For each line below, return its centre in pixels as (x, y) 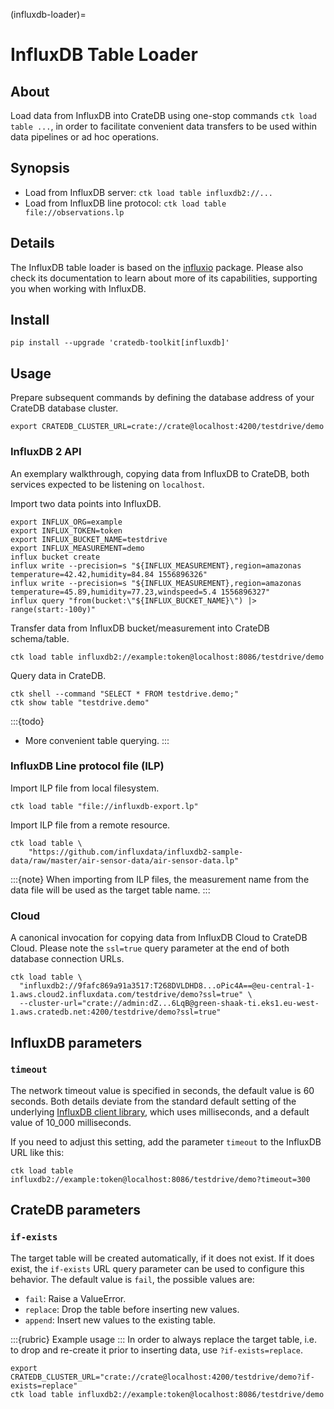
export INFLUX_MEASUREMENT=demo (77, 548)
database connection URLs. (67, 959)
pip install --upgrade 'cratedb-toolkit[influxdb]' (120, 343)
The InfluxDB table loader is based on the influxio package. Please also (157, 267)
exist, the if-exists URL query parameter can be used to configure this (157, 1268)
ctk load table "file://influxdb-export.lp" (104, 806)
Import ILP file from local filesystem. (85, 788)
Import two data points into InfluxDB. (86, 503)
